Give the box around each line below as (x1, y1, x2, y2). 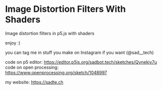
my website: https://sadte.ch (5, 79, 63, 85)
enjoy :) (5, 40, 21, 45)
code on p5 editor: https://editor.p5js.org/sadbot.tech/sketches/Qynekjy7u (5, 59, 158, 65)
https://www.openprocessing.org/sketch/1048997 (5, 69, 108, 75)
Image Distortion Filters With (5, 3, 126, 15)
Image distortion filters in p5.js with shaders (5, 30, 95, 36)
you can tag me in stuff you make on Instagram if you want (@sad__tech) (5, 49, 154, 55)
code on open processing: (5, 64, 59, 70)
